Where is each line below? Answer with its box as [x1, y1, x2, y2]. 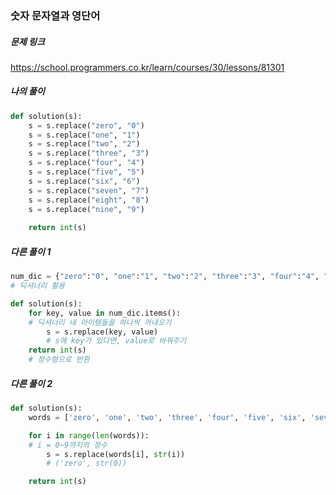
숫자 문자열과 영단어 [10, 8, 101, 22]
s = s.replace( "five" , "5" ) [28, 167, 145, 177]
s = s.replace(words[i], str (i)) [46, 449, 186, 459]
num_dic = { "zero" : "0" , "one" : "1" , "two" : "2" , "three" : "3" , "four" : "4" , [10, 272, 320, 282]
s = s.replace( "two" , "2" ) [28, 139, 141, 149]
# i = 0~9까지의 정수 [28, 440, 108, 450]
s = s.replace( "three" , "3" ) [28, 148, 150, 159]
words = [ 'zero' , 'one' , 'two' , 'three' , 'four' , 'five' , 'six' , [28, 412, 307, 422]
